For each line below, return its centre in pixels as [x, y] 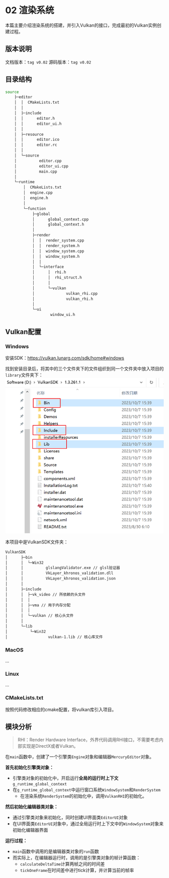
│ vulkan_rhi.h [63, 299]
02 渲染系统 [30, 10]
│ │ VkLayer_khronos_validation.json [60, 579]
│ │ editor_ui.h [38, 124]
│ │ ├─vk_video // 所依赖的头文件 [46, 594]
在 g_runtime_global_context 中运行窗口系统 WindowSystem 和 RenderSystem [87, 790]
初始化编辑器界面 [30, 830]
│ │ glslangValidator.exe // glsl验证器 [63, 568]
